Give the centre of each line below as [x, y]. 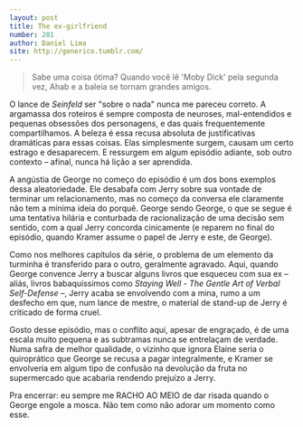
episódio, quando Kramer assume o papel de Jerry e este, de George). [141, 237]
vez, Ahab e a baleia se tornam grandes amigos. [121, 87]
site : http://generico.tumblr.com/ [76, 52]
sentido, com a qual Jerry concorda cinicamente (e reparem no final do [142, 228]
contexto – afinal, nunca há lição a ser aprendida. [101, 162]
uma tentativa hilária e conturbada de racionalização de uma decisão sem [147, 218]
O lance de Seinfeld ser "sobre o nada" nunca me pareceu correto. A [138, 104]
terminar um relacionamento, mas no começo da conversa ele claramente [147, 199]
